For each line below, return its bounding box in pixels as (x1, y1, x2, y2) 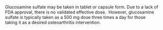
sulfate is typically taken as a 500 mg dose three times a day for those (5, 15, 146, 20)
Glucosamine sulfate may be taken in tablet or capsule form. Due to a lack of (5, 4, 159, 10)
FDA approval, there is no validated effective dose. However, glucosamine (5, 9, 154, 15)
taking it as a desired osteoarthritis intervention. (5, 19, 101, 25)
